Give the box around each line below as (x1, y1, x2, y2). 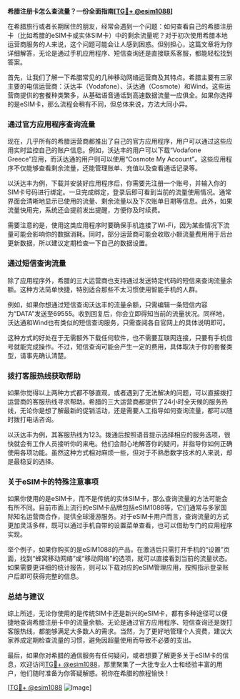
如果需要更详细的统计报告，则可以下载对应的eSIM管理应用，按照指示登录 (7, 563, 223, 572)
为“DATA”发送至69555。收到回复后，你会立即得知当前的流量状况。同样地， (7, 309, 229, 317)
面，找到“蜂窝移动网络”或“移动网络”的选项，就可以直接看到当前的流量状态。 (7, 554, 231, 563)
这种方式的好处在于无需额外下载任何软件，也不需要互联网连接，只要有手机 (7, 333, 226, 342)
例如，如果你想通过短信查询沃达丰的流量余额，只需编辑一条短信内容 (7, 300, 208, 309)
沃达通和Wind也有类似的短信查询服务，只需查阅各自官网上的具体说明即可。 (7, 318, 230, 327)
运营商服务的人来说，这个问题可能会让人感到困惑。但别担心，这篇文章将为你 (7, 40, 233, 49)
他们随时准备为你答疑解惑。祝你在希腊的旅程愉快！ (19, 669, 170, 678)
